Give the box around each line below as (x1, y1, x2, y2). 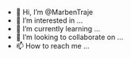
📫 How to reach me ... (15, 42, 90, 50)
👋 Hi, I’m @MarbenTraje (15, 8, 94, 16)
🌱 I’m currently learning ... (15, 24, 101, 33)
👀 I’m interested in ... (15, 16, 83, 25)
